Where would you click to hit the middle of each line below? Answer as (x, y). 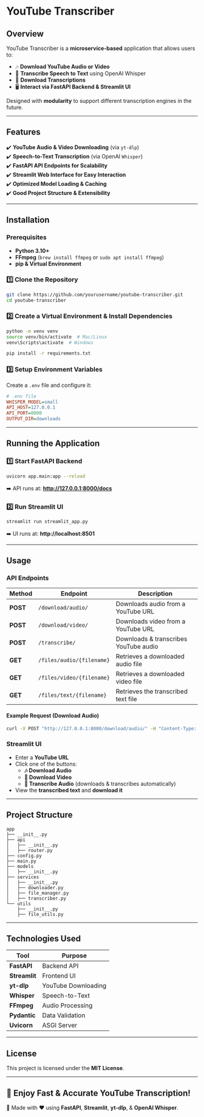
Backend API (60, 966)
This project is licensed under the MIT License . (65, 1068)
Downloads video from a (151, 621)
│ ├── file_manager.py (38, 893)
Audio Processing (67, 1006)
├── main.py (21, 861)
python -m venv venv (32, 331)
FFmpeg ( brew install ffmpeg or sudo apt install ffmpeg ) (90, 257)
